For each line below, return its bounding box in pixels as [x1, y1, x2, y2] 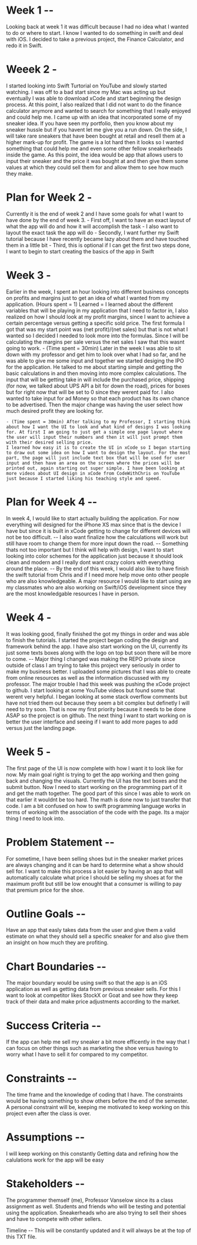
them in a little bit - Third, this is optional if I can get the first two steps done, [6, 242, 191, 249]
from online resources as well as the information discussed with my [6, 674, 169, 681]
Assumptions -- [6, 1130, 85, 1144]
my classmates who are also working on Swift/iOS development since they [6, 584, 187, 591]
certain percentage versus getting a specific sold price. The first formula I [6, 320, 185, 327]
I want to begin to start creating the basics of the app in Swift [6, 247, 154, 255]
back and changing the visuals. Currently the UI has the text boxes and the [6, 777, 187, 784]
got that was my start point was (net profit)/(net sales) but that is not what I [6, 325, 188, 333]
